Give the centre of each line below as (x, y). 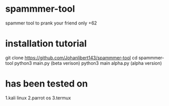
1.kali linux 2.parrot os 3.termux (38, 98)
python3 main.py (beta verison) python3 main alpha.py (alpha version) (88, 63)
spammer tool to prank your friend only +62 (51, 23)
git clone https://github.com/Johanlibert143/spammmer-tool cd (71, 58)
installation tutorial (46, 44)
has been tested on (47, 84)
